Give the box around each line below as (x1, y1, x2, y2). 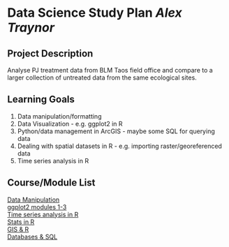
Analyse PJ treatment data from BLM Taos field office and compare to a (7, 66, 213, 74)
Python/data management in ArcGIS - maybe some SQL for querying (17, 127, 215, 135)
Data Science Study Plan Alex (7, 5, 183, 21)
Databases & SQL (7, 232, 58, 241)
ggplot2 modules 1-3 (7, 202, 67, 211)
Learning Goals (7, 93, 75, 105)
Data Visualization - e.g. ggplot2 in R (17, 119, 124, 128)
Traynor (7, 20, 54, 36)
